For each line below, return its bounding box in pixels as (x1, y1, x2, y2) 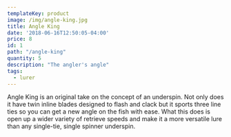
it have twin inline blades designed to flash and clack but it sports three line (7, 101, 221, 109)
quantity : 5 (7, 55, 41, 62)
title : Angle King (7, 23, 60, 30)
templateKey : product (7, 10, 70, 17)
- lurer (13, 74, 36, 81)
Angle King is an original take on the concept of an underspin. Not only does (7, 93, 224, 101)
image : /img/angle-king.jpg (7, 17, 88, 23)
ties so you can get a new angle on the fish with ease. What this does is (7, 107, 210, 116)
